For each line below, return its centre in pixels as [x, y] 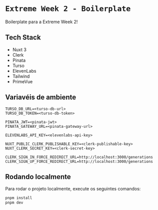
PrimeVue [22, 81]
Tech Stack [23, 37]
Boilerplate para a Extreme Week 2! [41, 22]
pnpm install [19, 198]
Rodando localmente [38, 177]
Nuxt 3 [19, 50]
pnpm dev [14, 203]
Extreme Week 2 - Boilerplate [68, 9]
